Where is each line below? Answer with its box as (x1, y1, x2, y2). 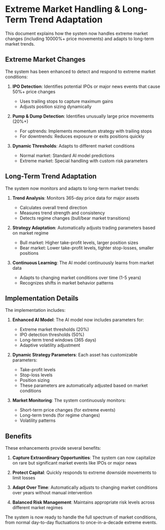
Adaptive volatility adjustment (19, 342, 80, 348)
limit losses (12, 475, 36, 481)
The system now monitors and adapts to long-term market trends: (5, 185, 140, 191)
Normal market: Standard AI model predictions (19, 152, 115, 158)
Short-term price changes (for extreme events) (19, 407, 115, 413)
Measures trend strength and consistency (19, 210, 105, 216)
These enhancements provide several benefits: (5, 445, 102, 451)
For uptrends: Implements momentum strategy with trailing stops (19, 128, 152, 134)
